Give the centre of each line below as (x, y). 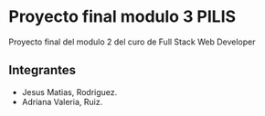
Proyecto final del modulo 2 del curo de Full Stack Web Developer (132, 42)
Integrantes (42, 70)
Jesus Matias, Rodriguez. (69, 92)
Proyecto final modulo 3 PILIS (122, 17)
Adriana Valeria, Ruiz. (62, 101)
